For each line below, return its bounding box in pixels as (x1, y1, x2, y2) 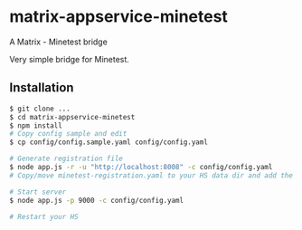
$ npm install (9, 120, 63, 130)
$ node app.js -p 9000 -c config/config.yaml (9, 196, 184, 205)
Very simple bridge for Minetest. (9, 53, 129, 64)
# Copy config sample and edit (9, 129, 127, 139)
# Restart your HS (9, 212, 79, 221)
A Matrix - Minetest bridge (9, 36, 109, 47)
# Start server (9, 187, 67, 196)
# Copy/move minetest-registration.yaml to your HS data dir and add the (9, 170, 294, 180)
